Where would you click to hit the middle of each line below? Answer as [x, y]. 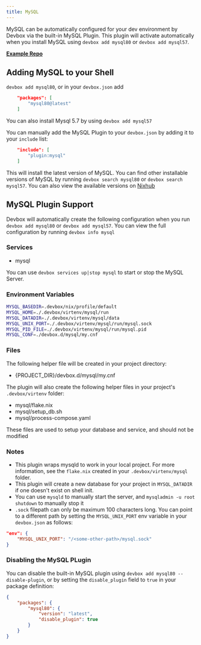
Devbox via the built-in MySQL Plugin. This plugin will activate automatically [100, 35]
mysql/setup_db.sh [39, 411]
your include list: [27, 139]
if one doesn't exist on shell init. [54, 490]
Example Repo [25, 53]
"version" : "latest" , [66, 614]
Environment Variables [40, 294]
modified [17, 436]
